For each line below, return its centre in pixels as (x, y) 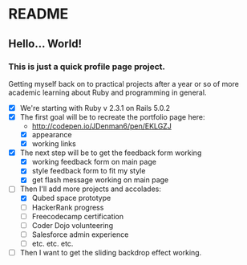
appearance (52, 135)
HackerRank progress (68, 207)
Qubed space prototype (71, 198)
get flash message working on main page (100, 180)
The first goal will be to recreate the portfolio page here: (113, 116)
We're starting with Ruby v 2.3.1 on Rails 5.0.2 (95, 108)
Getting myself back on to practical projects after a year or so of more (123, 84)
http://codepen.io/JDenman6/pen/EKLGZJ (102, 126)
